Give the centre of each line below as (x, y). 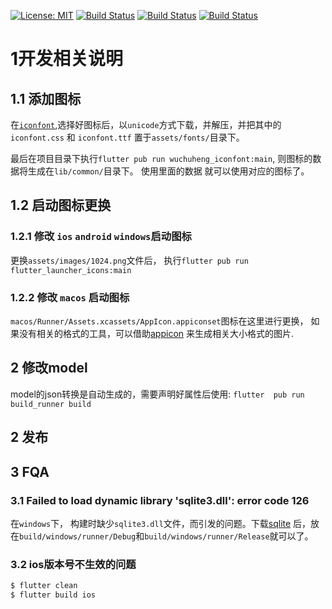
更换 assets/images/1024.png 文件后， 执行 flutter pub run (129, 260)
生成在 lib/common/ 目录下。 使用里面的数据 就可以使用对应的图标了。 (168, 171)
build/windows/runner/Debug (78, 536)
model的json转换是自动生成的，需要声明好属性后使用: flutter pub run (157, 394)
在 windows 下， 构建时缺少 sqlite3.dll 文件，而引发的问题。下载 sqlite (151, 523)
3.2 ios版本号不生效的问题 (73, 564)
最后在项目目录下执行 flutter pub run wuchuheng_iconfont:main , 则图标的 (161, 158)
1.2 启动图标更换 (61, 205)
